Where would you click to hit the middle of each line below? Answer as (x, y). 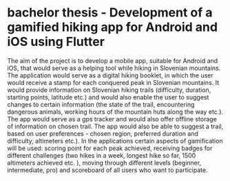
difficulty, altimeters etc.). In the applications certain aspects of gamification (115, 141)
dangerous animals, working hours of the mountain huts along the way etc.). (115, 112)
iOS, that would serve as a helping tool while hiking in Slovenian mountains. (114, 68)
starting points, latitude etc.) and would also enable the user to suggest (108, 97)
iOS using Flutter (56, 42)
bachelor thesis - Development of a (110, 13)
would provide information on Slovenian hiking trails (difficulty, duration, (109, 90)
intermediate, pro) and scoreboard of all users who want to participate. (107, 170)
